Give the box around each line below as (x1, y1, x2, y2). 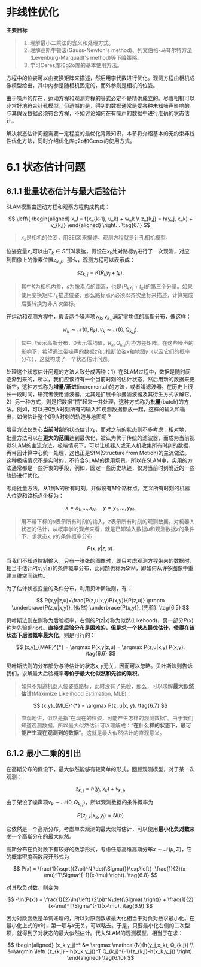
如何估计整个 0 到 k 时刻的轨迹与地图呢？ (16, 413, 112, 420)
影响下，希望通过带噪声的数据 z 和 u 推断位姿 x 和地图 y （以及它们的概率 (20, 348, 190, 355)
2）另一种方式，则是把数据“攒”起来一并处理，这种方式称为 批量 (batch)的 (6, 398, 184, 405)
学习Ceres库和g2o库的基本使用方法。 (29, 61, 123, 69)
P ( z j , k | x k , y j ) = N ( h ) (77, 812, 124, 820)
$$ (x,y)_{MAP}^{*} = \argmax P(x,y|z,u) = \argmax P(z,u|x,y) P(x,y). (16, 643, 185, 650)
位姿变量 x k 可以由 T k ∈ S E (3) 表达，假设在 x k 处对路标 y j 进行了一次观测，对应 (6, 247, 190, 256)
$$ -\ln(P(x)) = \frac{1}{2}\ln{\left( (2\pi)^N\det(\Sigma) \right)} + (7, 896, 166, 903)
